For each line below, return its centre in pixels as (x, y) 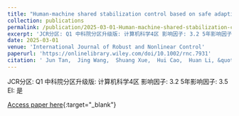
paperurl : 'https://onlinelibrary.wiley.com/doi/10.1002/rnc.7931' (110, 54)
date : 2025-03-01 (33, 41)
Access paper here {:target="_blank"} (62, 105)
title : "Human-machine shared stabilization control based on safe (110, 14)
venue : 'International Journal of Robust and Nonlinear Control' (106, 47)
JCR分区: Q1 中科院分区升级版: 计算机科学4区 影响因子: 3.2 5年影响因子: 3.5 (118, 81)
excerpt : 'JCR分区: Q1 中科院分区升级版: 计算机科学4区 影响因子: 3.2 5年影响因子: (122, 34)
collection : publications (46, 21)
